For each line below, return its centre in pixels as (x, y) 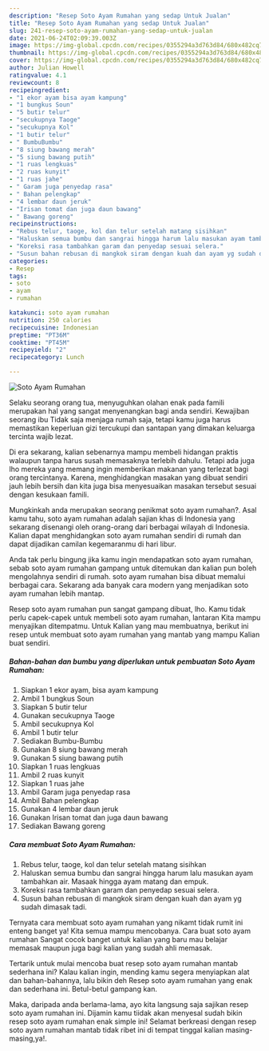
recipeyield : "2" (38, 350)
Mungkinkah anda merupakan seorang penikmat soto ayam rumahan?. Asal (133, 510)
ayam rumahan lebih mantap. (57, 593)
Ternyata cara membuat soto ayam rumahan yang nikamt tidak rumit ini (126, 922)
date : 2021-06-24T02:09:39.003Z (63, 38)
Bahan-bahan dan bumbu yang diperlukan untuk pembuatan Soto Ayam (132, 661)
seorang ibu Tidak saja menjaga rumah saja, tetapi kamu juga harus (120, 420)
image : (20, 46)
